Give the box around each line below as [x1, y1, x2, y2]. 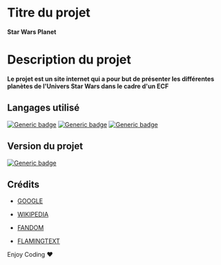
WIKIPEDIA [17, 210, 49, 219]
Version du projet [7, 140, 84, 153]
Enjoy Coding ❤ [7, 251, 53, 259]
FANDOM [17, 224, 44, 232]
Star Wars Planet [7, 28, 57, 36]
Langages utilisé [7, 102, 80, 114]
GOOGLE [17, 197, 44, 205]
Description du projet [7, 52, 131, 68]
